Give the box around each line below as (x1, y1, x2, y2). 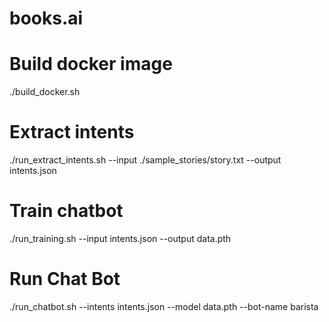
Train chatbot (9, 200, 124, 222)
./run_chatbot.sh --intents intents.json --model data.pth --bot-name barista (9, 300, 319, 312)
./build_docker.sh (9, 86, 81, 98)
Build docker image (9, 53, 173, 76)
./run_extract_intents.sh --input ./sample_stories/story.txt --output (9, 154, 282, 166)
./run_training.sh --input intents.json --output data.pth (9, 233, 232, 244)
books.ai (9, 7, 84, 30)
